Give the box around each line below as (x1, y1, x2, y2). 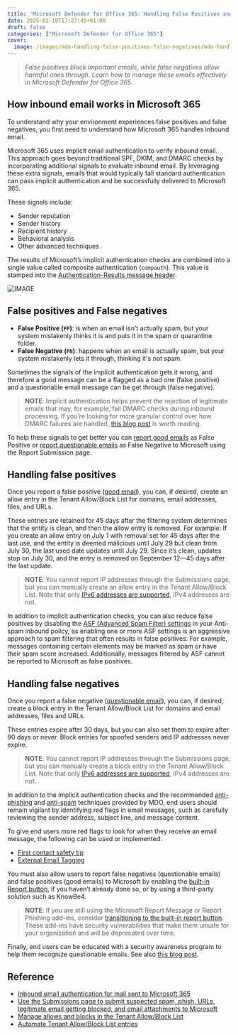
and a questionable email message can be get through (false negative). (7, 383, 215, 391)
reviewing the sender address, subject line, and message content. (7, 813, 200, 822)
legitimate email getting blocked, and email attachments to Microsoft (17, 1004, 218, 1013)
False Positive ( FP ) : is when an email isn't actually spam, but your (17, 324, 209, 332)
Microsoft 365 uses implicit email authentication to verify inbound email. (7, 146, 218, 155)
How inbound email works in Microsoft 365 (7, 99, 201, 111)
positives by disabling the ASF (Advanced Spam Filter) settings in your (7, 619, 213, 628)
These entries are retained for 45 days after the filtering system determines (7, 516, 227, 525)
